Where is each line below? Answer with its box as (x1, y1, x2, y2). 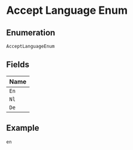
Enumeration (6, 28, 56, 38)
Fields (6, 59, 30, 70)
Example (6, 123, 40, 133)
